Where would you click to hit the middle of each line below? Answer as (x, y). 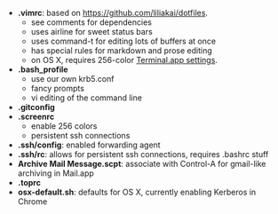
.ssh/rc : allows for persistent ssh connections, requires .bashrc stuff (143, 154)
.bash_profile (43, 69)
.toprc (29, 182)
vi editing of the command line (86, 98)
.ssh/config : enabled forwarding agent (89, 145)
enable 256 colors (64, 126)
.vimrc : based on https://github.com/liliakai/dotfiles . (113, 13)
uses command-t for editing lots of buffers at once (123, 41)
